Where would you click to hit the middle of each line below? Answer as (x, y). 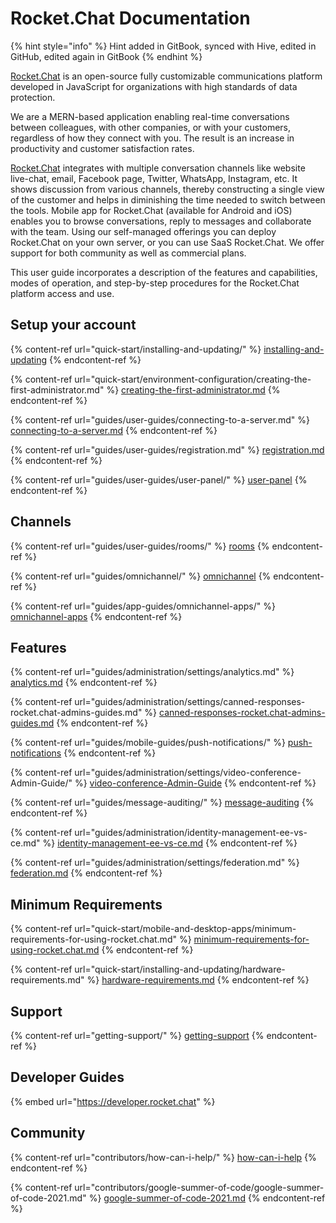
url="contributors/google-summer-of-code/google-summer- (199, 1187)
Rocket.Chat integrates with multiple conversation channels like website (158, 168)
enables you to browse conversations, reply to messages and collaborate (161, 221)
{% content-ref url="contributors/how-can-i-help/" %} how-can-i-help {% (163, 1157)
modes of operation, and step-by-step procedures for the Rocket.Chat (155, 283)
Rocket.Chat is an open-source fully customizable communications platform (166, 76)
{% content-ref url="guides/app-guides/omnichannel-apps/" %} (143, 606)
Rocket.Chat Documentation (130, 18)
